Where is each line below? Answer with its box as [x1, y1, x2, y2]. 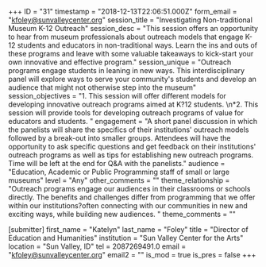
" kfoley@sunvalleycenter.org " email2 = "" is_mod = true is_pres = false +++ [8, 250, 256, 259]
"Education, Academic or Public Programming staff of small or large [8, 167, 230, 176]
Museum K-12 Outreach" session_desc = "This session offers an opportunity [8, 24, 259, 33]
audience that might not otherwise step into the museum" [8, 83, 197, 92]
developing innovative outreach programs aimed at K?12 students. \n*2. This [8, 99, 259, 109]
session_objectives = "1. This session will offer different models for [8, 91, 226, 100]
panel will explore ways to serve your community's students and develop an [8, 75, 256, 83]
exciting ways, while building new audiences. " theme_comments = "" [8, 210, 236, 219]
